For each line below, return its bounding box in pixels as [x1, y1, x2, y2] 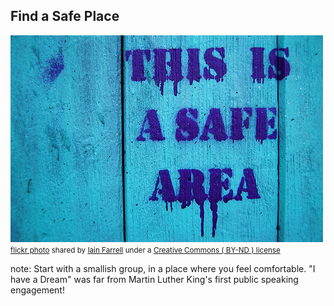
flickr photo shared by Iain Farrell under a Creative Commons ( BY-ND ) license [10, 245, 281, 255]
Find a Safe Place [10, 8, 120, 25]
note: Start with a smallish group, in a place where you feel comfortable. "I [10, 262, 316, 274]
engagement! [10, 284, 65, 296]
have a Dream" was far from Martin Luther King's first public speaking [10, 273, 299, 285]
